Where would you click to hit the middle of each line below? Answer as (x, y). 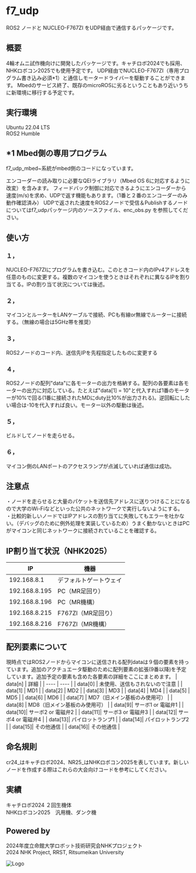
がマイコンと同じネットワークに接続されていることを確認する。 (82, 530)
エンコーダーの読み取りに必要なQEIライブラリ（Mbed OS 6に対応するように (98, 181)
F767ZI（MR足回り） (87, 613)
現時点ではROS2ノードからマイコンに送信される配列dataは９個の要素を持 (95, 662)
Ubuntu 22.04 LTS (28, 127)
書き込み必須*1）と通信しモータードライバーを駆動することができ (101, 78)
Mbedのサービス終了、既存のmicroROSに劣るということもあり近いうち (103, 85)
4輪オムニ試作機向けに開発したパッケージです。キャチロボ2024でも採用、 (96, 63)
